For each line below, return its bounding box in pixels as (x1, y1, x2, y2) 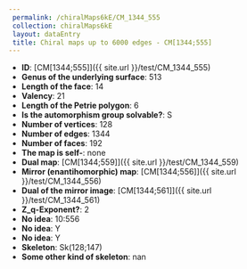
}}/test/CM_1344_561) (21, 195, 101, 206)
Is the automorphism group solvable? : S (21, 110, 173, 120)
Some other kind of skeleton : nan (21, 251, 146, 263)
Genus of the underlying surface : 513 (21, 72, 162, 83)
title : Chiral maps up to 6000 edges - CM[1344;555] (12, 37, 213, 47)
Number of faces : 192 (21, 138, 103, 149)
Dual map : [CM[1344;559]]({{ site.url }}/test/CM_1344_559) (21, 157, 240, 167)
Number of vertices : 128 (21, 119, 113, 130)
